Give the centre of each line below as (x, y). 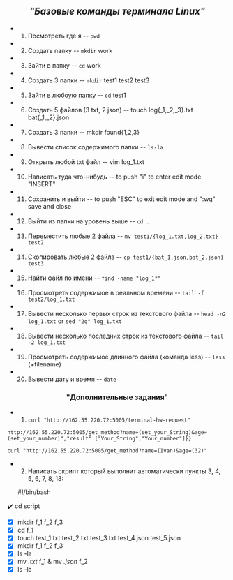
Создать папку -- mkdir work (70, 50)
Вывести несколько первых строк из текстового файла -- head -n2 (127, 313)
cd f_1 (25, 530)
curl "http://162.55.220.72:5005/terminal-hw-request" (109, 421)
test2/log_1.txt (51, 299)
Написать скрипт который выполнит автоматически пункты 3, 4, (124, 471)
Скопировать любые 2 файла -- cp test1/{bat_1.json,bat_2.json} (126, 257)
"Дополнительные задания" (117, 397)
